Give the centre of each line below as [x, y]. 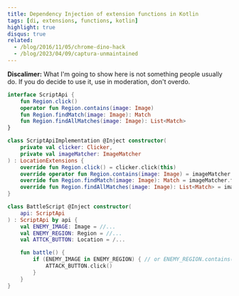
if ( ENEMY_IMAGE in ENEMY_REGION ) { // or [97, 260]
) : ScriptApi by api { [43, 220]
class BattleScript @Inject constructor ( [70, 207]
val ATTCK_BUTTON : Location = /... [73, 240]
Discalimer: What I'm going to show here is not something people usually [115, 74]
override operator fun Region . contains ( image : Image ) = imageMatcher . [127, 174]
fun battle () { [43, 253]
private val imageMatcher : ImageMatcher [81, 154]
